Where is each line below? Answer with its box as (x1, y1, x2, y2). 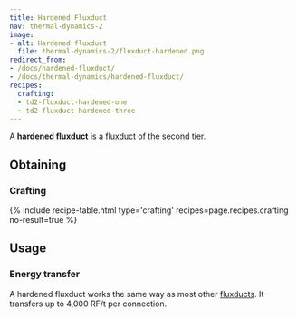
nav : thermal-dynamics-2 (9, 22, 103, 31)
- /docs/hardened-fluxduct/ (9, 64, 116, 73)
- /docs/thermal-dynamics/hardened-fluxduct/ (9, 72, 184, 82)
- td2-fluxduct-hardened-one (17, 97, 128, 107)
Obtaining (9, 157, 67, 172)
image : (9, 30, 34, 39)
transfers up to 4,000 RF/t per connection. (9, 298, 168, 309)
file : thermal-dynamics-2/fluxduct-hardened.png (17, 47, 205, 56)
